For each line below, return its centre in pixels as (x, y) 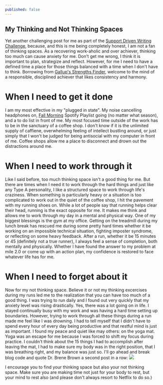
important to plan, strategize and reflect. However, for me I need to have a (79, 62)
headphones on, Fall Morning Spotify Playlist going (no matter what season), (81, 115)
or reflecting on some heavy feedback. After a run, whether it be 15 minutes (81, 236)
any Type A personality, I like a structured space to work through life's (75, 190)
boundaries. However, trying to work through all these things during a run (78, 316)
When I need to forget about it (66, 276)
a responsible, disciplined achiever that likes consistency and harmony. (76, 77)
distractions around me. (29, 146)
